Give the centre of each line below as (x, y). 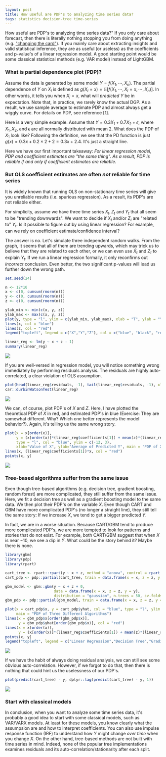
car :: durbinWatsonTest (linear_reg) (42, 389)
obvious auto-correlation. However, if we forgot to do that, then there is (78, 665)
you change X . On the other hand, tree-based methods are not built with (79, 739)
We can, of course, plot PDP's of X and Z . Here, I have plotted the (72, 408)
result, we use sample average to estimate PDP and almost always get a (78, 107)
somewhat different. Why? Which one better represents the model (72, 418)
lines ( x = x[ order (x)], (30, 628)
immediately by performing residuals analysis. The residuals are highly (77, 371)
